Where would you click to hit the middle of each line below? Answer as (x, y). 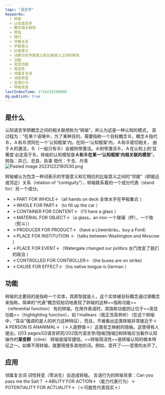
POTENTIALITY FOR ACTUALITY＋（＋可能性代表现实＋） (64, 387)
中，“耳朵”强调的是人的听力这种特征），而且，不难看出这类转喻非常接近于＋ (81, 321)
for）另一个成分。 (23, 189)
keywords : (15, 14)
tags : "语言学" (19, 10)
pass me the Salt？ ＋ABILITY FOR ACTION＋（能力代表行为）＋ (70, 381)
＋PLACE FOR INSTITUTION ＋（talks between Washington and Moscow (86, 236)
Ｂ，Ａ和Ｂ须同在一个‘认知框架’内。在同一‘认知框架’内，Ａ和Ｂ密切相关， (78, 142)
